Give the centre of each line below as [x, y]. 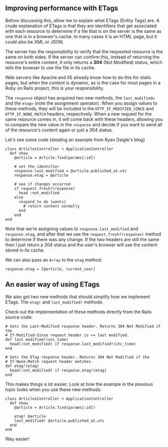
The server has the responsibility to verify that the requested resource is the [84, 51]
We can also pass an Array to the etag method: [54, 260]
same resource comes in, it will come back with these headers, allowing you [84, 119]
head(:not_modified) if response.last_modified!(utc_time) [73, 344]
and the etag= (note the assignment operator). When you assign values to [81, 103]
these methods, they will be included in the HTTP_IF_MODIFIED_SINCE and [80, 108]
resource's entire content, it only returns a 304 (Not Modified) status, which [84, 62]
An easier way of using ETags [52, 285]
